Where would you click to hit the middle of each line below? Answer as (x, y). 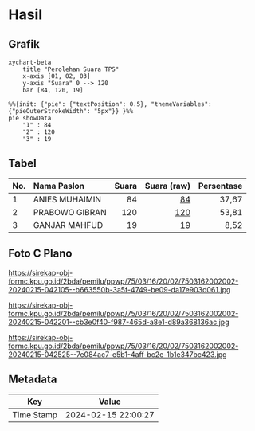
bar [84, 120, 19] (53, 90)
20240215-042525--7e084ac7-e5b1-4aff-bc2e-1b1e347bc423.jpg (118, 354)
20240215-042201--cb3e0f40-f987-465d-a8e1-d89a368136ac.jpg (119, 322)
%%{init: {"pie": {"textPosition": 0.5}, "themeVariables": (110, 104)
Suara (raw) (168, 186)
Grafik (24, 44)
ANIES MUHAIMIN (67, 199)
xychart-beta (30, 62)
